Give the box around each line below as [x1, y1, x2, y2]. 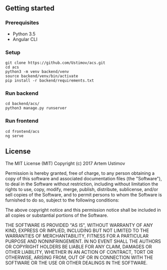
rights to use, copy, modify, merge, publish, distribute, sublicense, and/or [5, 186, 158, 192]
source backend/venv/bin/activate [5, 73, 79, 79]
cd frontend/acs [5, 129, 40, 134]
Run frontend [5, 118, 39, 125]
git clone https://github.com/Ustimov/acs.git [5, 60, 106, 65]
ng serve [5, 133, 24, 138]
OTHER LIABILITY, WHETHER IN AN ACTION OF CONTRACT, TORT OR [5, 249, 153, 255]
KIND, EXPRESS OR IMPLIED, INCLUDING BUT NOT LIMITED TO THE [5, 227, 149, 234]
